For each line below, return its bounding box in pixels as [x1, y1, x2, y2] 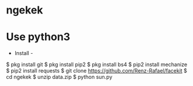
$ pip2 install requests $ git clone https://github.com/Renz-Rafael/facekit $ [6, 67, 188, 74]
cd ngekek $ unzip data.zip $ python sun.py [6, 74, 113, 81]
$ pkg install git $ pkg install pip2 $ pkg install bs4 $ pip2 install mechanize [6, 61, 188, 68]
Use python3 [6, 30, 70, 44]
